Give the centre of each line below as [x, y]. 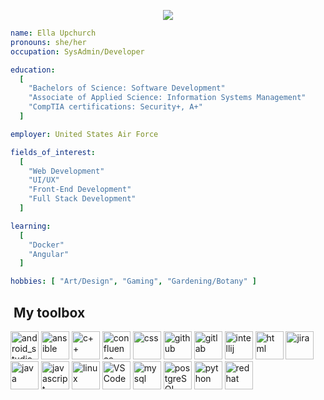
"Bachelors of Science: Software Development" [127, 88]
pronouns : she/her [48, 42]
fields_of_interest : [53, 152]
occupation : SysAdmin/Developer [77, 51]
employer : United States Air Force [84, 134]
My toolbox [49, 312]
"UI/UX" [44, 180]
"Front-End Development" [80, 190]
